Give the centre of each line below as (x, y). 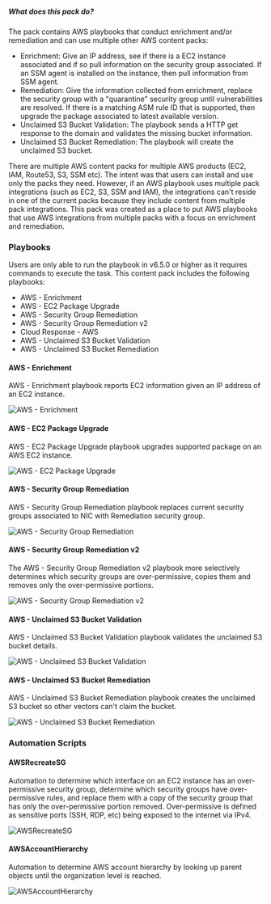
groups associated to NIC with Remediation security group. (107, 515)
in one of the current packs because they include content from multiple (127, 200)
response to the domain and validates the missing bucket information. (136, 133)
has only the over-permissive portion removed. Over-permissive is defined (133, 806)
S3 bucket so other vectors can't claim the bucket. (92, 707)
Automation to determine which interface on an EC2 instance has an (122, 780)
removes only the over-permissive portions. (81, 585)
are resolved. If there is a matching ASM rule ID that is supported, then (138, 107)
